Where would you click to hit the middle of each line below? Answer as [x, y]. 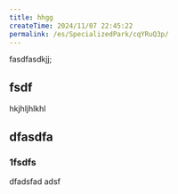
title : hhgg [31, 17]
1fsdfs [23, 162]
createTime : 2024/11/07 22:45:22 [71, 26]
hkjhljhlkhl [28, 109]
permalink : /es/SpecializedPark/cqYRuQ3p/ [89, 34]
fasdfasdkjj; [31, 60]
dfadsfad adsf [35, 181]
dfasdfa [31, 137]
